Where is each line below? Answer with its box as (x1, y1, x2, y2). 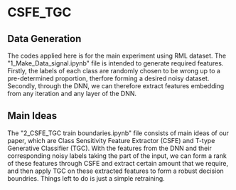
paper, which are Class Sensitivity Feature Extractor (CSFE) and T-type (7, 136, 215, 144)
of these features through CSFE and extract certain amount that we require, (7, 159, 229, 167)
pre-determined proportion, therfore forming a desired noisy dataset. (7, 74, 210, 83)
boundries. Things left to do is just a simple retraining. (7, 174, 165, 182)
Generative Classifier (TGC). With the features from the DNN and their (7, 144, 212, 152)
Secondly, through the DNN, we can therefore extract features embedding (7, 82, 225, 90)
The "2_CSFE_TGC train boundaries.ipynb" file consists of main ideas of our (7, 129, 230, 137)
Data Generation (7, 33, 82, 45)
